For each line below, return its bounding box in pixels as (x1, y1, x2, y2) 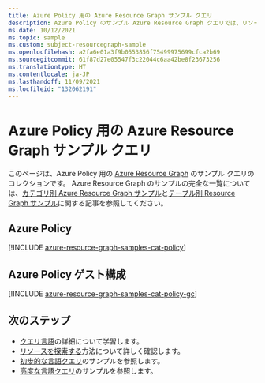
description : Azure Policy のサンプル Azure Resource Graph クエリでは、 (8, 19, 243, 27)
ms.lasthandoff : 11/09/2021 (8, 77, 101, 85)
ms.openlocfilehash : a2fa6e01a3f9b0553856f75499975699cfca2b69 (8, 48, 221, 56)
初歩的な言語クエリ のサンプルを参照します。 (19, 356, 164, 366)
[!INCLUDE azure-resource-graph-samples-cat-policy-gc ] (8, 289, 197, 299)
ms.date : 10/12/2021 (8, 26, 77, 34)
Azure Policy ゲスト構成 (8, 268, 126, 281)
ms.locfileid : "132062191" (8, 84, 97, 93)
